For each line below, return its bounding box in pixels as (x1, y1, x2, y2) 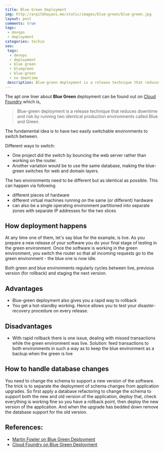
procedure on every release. (31, 308, 89, 314)
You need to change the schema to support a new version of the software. (5, 378, 155, 383)
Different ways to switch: (5, 143, 55, 148)
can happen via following (5, 182, 56, 189)
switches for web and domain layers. (25, 167, 99, 174)
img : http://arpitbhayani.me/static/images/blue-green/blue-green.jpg (5, 12, 152, 17)
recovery (12, 308, 31, 314)
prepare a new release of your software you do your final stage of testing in (5, 240, 157, 246)
